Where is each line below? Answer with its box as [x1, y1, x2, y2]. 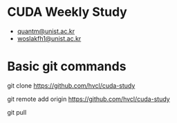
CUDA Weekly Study [7, 4, 128, 20]
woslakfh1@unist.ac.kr [17, 34, 82, 42]
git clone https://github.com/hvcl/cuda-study [7, 81, 136, 90]
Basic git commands [7, 59, 127, 75]
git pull [7, 108, 27, 116]
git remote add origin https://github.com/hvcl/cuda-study [7, 95, 171, 103]
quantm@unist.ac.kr [17, 27, 75, 35]
